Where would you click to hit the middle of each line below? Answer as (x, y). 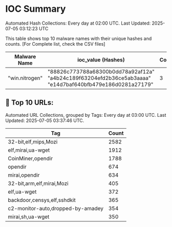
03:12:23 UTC (34, 28)
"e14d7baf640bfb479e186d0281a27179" (101, 84)
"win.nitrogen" (25, 78)
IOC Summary (36, 9)
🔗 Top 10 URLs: (29, 103)
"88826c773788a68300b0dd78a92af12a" (101, 71)
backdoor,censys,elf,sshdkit (42, 200)
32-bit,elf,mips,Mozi (33, 141)
